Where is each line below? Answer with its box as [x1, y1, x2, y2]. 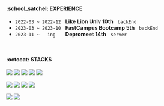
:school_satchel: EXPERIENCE [6, 5, 83, 12]
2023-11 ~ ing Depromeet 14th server [14, 30, 127, 38]
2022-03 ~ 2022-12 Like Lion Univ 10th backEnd [14, 18, 137, 25]
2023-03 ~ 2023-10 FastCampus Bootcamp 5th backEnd [14, 24, 158, 32]
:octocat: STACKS [6, 55, 52, 63]
